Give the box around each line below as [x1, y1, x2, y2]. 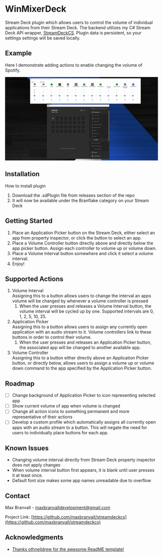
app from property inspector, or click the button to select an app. [12, 235, 142, 241]
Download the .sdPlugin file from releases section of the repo [12, 192, 135, 198]
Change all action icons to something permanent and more [12, 408, 130, 414]
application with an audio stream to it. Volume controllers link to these [12, 329, 152, 335]
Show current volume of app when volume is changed [12, 403, 120, 409]
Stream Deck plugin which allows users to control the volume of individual [5, 19, 153, 25]
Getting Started [5, 217, 53, 225]
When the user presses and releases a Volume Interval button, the [19, 303, 152, 309]
